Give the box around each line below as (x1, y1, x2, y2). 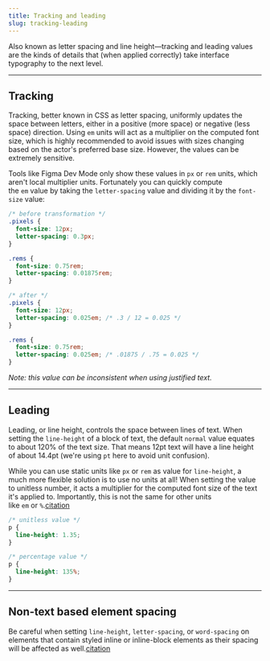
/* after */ (8, 291, 48, 300)
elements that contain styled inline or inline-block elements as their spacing (8, 634, 259, 644)
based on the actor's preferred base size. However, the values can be (8, 145, 239, 154)
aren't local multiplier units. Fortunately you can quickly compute (8, 178, 223, 187)
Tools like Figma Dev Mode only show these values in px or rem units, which (8, 169, 259, 179)
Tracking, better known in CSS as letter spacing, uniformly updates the (8, 110, 243, 121)
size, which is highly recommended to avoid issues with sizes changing (8, 136, 245, 146)
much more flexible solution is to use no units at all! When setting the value (8, 474, 256, 484)
